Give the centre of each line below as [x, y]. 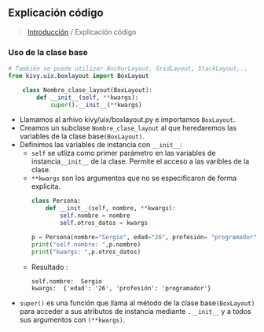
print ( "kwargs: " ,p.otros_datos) [86, 252]
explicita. [46, 186]
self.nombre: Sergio [66, 281]
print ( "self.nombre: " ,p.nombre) [86, 244]
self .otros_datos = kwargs [103, 223]
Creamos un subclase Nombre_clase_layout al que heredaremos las [128, 128]
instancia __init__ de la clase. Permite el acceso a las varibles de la [140, 161]
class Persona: [56, 201]
